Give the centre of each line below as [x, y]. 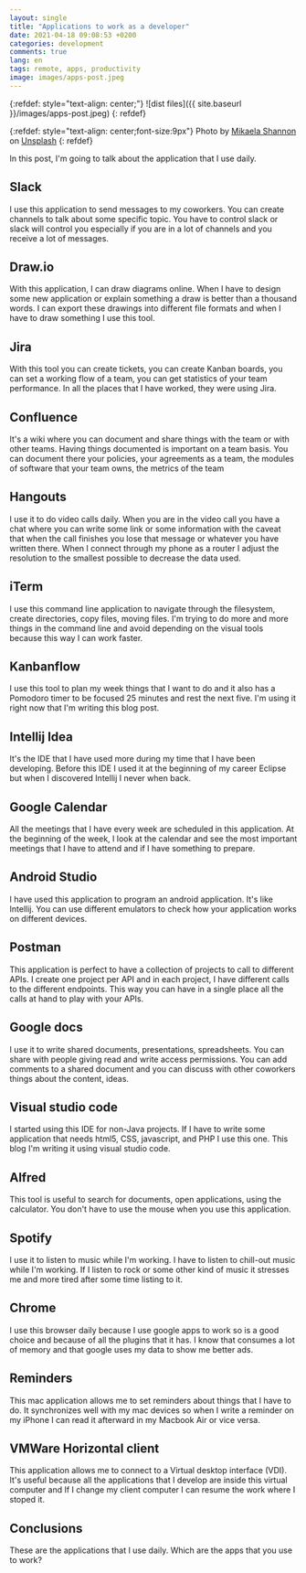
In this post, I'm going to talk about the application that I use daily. [133, 158]
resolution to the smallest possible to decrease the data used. [125, 558]
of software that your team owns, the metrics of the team [117, 468]
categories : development [57, 43]
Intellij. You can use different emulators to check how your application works [153, 909]
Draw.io [32, 267]
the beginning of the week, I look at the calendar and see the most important [153, 839]
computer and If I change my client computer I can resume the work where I [153, 1490]
